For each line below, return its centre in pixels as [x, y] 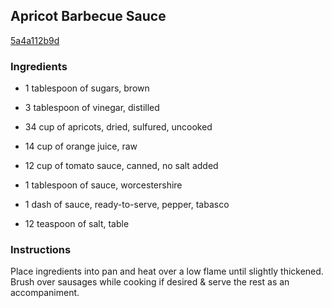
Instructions [41, 250]
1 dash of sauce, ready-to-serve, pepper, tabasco [127, 205]
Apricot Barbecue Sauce [88, 16]
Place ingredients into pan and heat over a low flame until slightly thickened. [167, 271]
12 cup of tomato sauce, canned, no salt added [121, 166]
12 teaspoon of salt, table [77, 224]
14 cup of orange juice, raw [81, 146]
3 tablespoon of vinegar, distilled [92, 108]
